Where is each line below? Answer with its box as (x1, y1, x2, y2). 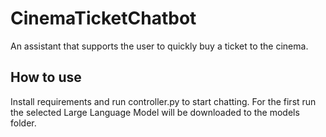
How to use (10, 69, 82, 86)
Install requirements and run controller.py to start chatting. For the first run (10, 95, 317, 107)
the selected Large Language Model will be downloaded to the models (10, 106, 300, 118)
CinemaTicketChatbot (10, 7, 197, 30)
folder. (10, 117, 37, 129)
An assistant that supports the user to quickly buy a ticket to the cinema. (10, 40, 309, 52)
